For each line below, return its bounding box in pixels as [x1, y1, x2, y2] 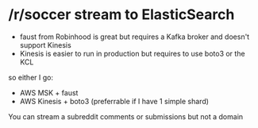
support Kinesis [19, 40, 71, 49]
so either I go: [8, 72, 54, 82]
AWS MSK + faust [19, 87, 79, 97]
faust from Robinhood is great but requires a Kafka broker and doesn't [19, 32, 250, 41]
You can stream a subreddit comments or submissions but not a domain [8, 111, 244, 121]
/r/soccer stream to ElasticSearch [8, 6, 235, 24]
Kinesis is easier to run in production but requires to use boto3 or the [19, 48, 245, 58]
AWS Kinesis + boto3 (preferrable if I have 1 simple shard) [19, 96, 209, 106]
